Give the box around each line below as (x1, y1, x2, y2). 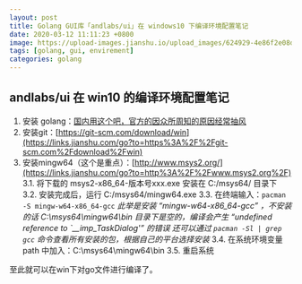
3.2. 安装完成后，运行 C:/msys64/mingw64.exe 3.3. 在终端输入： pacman (22, 189, 287, 200)
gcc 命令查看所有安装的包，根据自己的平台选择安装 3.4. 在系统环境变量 (22, 234, 284, 245)
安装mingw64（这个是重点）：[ (22, 157, 135, 168)
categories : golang (9, 55, 82, 64)
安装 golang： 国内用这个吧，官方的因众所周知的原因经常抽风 (22, 116, 246, 126)
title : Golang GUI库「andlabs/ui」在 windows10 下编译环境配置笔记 (9, 22, 249, 30)
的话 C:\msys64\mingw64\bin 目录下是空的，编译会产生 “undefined (22, 211, 272, 222)
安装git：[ (22, 126, 59, 137)
